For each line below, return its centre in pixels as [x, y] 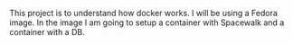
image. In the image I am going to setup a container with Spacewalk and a [147, 22]
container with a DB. [47, 32]
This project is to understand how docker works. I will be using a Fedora [144, 13]
